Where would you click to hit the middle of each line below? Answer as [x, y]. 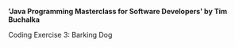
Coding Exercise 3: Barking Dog [60, 35]
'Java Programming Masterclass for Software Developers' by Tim [118, 11]
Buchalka [24, 20]
